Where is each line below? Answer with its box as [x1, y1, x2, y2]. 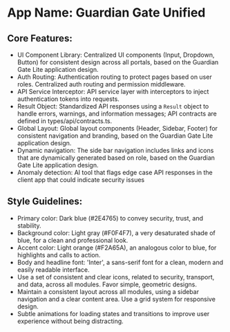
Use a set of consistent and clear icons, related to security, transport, [17, 273, 215, 281]
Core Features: [7, 33, 73, 44]
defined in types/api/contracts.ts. [17, 117, 113, 125]
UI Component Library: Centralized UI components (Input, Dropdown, [17, 50, 215, 59]
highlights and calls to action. [17, 250, 101, 259]
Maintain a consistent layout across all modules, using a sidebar [17, 287, 199, 295]
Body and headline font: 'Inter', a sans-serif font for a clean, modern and [17, 258, 224, 266]
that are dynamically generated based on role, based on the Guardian [17, 154, 215, 162]
